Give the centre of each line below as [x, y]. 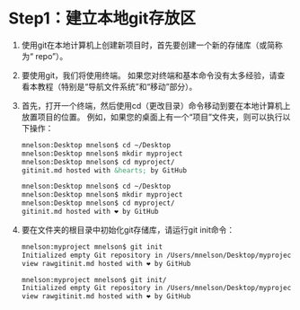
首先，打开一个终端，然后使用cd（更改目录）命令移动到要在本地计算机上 [156, 105]
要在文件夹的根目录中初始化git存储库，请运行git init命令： [128, 229]
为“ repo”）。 [44, 56]
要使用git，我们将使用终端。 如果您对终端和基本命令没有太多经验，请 [149, 75]
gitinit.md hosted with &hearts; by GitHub [104, 170]
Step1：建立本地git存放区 [102, 18]
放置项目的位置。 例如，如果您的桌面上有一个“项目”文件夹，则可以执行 [152, 117]
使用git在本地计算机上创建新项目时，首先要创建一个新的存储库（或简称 [152, 45]
